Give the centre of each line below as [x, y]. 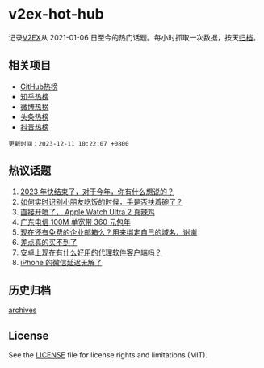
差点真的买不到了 [48, 242]
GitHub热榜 [39, 87]
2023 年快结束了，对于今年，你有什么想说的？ [97, 192]
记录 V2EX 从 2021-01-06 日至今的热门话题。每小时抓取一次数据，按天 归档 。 [134, 37]
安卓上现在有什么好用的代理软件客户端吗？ [91, 252]
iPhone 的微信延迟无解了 [61, 262]
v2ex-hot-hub [57, 14]
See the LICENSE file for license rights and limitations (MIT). [108, 355]
